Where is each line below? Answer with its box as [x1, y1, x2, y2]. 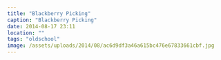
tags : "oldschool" [7, 36, 60, 43]
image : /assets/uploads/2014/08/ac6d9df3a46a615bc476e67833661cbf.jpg [7, 42, 215, 49]
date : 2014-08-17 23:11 [7, 23, 76, 30]
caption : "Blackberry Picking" [7, 17, 97, 23]
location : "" [7, 29, 45, 37]
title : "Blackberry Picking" [7, 10, 91, 17]
